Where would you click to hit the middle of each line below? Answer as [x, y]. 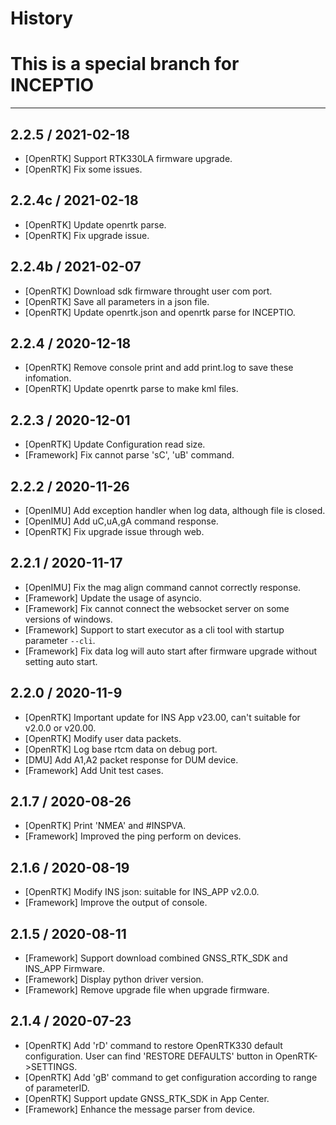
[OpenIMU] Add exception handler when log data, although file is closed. [175, 510]
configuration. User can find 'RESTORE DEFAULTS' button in [148, 1056]
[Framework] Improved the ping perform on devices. [133, 836]
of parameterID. [57, 1088]
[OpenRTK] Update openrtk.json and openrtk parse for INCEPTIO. [160, 312]
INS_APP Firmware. [64, 969]
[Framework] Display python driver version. [114, 979]
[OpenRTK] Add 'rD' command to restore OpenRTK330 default [153, 1045]
